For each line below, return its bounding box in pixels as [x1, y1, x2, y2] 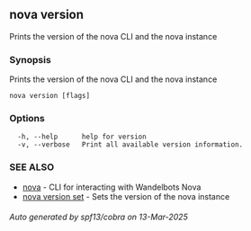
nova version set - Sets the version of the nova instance [22, 191, 230, 201]
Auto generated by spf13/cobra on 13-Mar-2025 [9, 211, 189, 223]
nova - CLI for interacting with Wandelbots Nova [22, 182, 202, 192]
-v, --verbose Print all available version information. [17, 140, 244, 149]
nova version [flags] [9, 92, 91, 101]
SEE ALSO [9, 161, 55, 173]
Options [9, 112, 45, 125]
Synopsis [9, 53, 51, 66]
